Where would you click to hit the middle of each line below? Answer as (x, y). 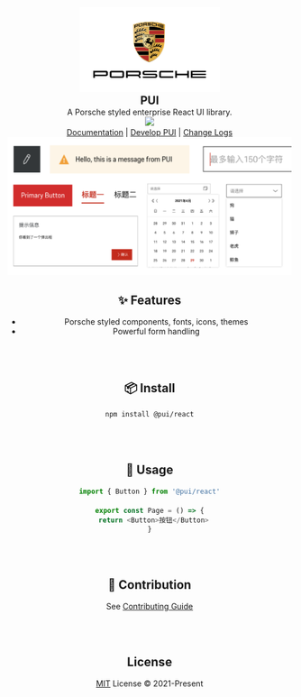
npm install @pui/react (150, 415)
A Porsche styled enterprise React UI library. (150, 112)
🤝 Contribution (150, 585)
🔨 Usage (150, 469)
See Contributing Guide (150, 607)
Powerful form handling (156, 332)
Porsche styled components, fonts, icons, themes (156, 322)
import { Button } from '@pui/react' (150, 491)
